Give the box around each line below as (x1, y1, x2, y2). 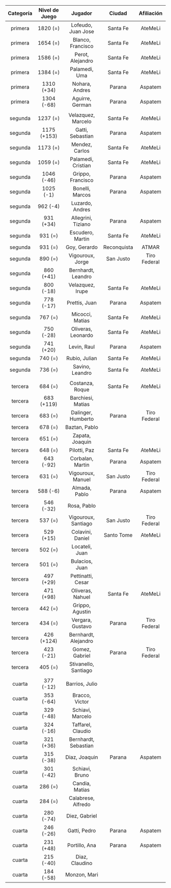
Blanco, (73, 36, 91, 43)
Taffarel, (72, 721, 92, 728)
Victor (74, 698, 89, 705)
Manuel (73, 476, 91, 483)
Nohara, (72, 80, 92, 87)
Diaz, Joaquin (65, 754, 98, 760)
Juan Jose (69, 28, 94, 35)
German (72, 102, 92, 108)
